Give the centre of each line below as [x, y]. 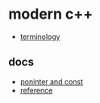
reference [36, 90]
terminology [40, 36]
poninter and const [51, 81]
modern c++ [51, 14]
